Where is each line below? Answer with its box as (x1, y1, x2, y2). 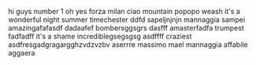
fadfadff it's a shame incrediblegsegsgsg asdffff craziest (8, 31, 192, 41)
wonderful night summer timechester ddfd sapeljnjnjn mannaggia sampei (8, 15, 246, 24)
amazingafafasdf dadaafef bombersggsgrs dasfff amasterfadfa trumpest (8, 23, 244, 32)
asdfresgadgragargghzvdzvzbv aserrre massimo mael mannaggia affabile (8, 40, 248, 49)
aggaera (8, 49, 35, 57)
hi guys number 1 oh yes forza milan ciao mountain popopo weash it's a (8, 7, 240, 16)
